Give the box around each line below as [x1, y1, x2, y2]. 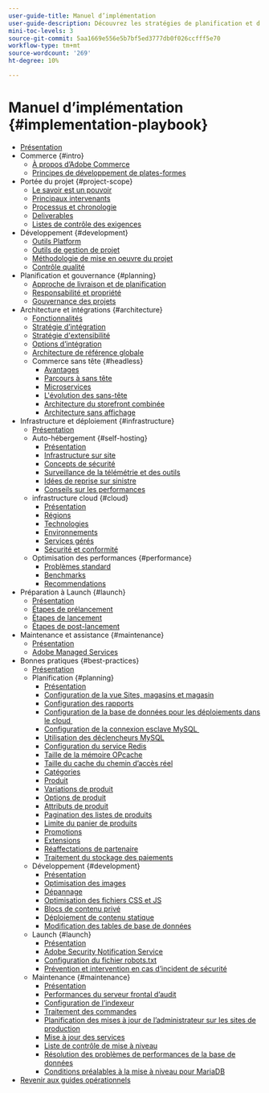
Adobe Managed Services [31, 647, 119, 656]
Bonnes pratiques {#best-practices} [19, 656, 140, 665]
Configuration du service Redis [43, 741, 147, 751]
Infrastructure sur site [43, 450, 116, 460]
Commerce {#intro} [19, 151, 84, 160]
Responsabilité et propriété [31, 288, 122, 297]
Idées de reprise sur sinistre [43, 476, 137, 486]
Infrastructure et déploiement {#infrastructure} [19, 416, 175, 425]
